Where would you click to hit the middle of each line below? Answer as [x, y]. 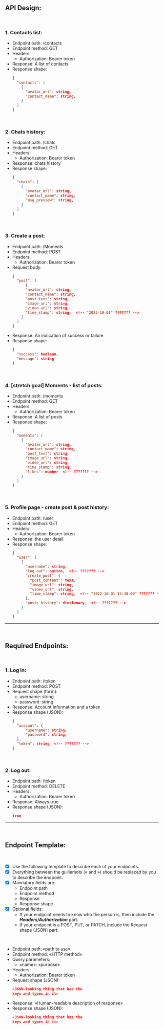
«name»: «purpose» [40, 964]
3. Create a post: [25, 236]
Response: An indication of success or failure [58, 336]
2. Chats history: [25, 132]
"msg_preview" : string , [50, 200]
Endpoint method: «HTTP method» [47, 954]
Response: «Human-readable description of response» [67, 1003]
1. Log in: [16, 670]
